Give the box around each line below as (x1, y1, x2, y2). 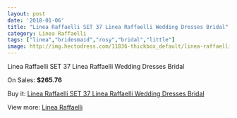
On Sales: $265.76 (7, 76, 62, 84)
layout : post (7, 10, 46, 18)
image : (7, 43, 27, 50)
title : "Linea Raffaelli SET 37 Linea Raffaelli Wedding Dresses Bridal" (7, 23, 229, 30)
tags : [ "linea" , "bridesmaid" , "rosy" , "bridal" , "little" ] (7, 37, 175, 44)
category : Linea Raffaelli (7, 29, 87, 37)
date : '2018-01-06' (7, 17, 65, 24)
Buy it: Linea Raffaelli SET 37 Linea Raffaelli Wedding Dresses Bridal (7, 89, 205, 98)
